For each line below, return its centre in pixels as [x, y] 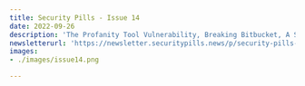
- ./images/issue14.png [54, 60]
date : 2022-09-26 [42, 26]
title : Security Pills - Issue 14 [75, 18]
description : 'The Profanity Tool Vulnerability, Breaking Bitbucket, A [150, 34]
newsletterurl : [38, 43]
